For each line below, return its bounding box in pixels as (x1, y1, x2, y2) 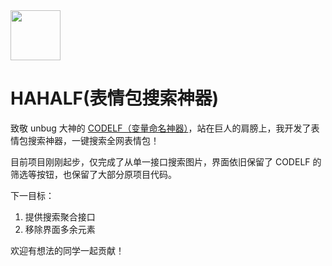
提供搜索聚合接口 (24, 210, 96, 223)
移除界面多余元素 (24, 223, 96, 235)
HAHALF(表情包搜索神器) (10, 87, 220, 110)
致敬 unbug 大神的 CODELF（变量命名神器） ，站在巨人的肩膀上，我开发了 (10, 122, 312, 134)
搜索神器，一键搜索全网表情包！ (27, 134, 160, 146)
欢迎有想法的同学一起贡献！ (10, 244, 125, 256)
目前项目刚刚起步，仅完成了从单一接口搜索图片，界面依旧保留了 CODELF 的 (10, 155, 322, 168)
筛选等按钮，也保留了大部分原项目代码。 (10, 168, 177, 180)
